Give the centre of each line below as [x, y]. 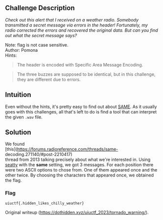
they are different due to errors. [49, 79]
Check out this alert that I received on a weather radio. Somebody [72, 20]
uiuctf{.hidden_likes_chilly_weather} [45, 203]
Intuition [18, 95]
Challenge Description [40, 8]
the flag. [13, 180]
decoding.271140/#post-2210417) [39, 154]
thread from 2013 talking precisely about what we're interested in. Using [78, 160]
